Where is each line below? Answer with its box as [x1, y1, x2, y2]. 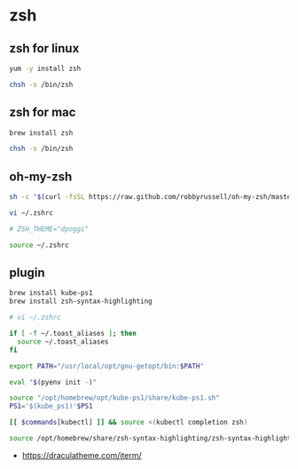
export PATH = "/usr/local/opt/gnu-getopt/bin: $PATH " [9, 362, 204, 370]
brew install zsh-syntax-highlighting [9, 297, 153, 306]
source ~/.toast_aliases [17, 337, 109, 346]
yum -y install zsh [9, 64, 82, 73]
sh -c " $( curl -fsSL [9, 193, 86, 202]
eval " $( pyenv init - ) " [9, 378, 98, 386]
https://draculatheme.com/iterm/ [21, 449, 142, 460]
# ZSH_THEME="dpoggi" [9, 224, 90, 234]
